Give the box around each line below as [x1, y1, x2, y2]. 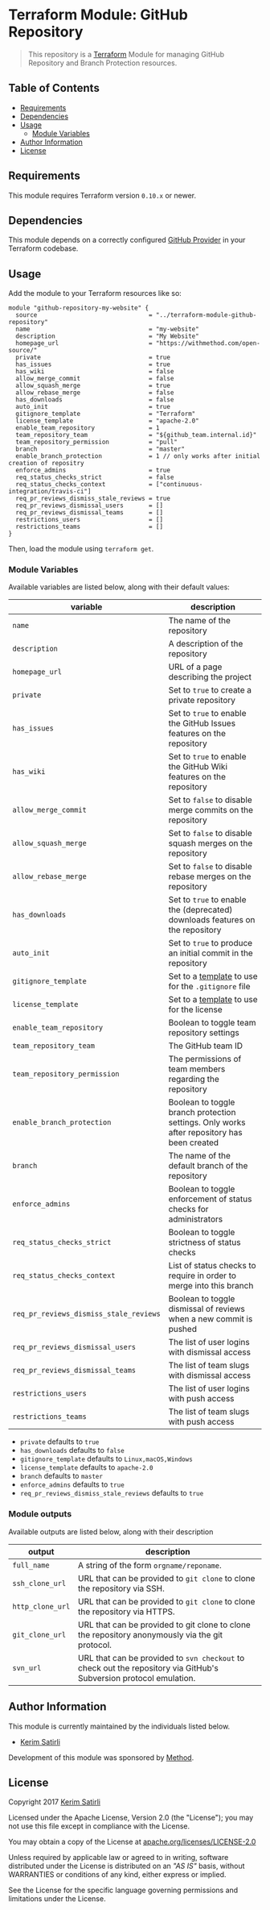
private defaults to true [19, 1437, 100, 1446]
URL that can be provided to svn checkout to [77, 1652, 245, 1663]
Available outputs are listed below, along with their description [8, 1526, 214, 1537]
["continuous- [155, 481, 203, 489]
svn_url [12, 1663, 42, 1672]
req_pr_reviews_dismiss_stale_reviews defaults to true [19, 1488, 204, 1498]
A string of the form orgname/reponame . [77, 1559, 223, 1571]
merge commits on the [168, 805, 254, 816]
